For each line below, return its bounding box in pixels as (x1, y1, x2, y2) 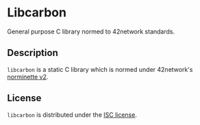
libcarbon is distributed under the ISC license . (7, 111, 137, 119)
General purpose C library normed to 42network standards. (7, 27, 175, 36)
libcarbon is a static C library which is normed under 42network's (7, 65, 193, 73)
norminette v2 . (7, 72, 49, 81)
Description (7, 47, 58, 59)
